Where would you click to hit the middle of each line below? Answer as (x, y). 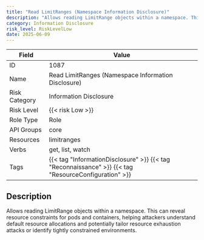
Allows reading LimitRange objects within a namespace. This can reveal (96, 211)
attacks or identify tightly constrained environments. (72, 230)
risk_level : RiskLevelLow (39, 29)
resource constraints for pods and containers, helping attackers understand (101, 217)
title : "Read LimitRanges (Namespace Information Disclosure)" (88, 12)
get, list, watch (70, 149)
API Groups (25, 130)
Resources (25, 140)
